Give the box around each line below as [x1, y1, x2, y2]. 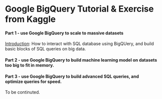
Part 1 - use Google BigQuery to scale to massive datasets [5, 30, 124, 36]
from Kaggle [5, 14, 56, 25]
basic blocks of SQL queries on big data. [5, 46, 86, 52]
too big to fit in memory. [5, 62, 54, 68]
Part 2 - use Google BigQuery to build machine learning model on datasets [5, 57, 157, 63]
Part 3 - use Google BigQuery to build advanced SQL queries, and [5, 73, 139, 79]
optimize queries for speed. [5, 79, 62, 84]
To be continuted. [5, 89, 40, 95]
